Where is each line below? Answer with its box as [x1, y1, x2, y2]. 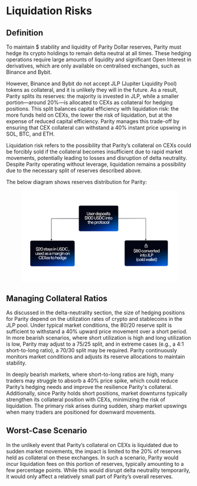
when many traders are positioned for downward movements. [6, 408, 156, 416]
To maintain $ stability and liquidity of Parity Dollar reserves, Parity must [6, 43, 182, 50]
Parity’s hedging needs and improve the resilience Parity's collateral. [6, 384, 173, 390]
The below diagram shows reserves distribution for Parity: [6, 179, 147, 185]
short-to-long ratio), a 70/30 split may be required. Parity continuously [6, 347, 178, 353]
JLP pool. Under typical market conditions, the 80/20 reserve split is [6, 321, 172, 329]
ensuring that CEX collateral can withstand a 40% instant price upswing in [6, 124, 187, 131]
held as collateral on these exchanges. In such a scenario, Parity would [6, 454, 179, 461]
